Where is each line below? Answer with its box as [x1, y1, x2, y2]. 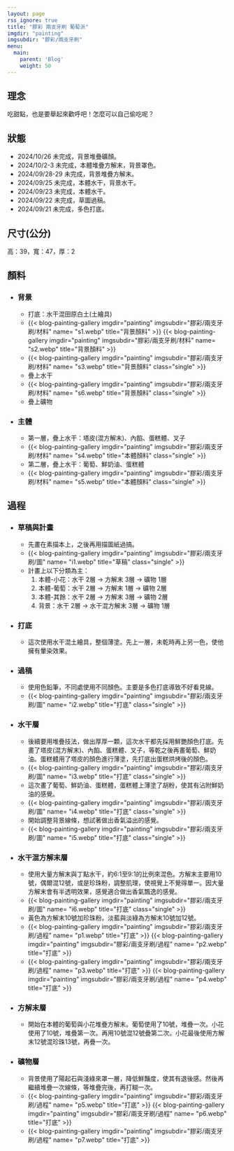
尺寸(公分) [7, 227, 51, 239]
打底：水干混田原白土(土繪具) [27, 310, 112, 318]
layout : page [7, 10, 45, 18]
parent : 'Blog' [20, 56, 64, 63]
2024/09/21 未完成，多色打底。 [17, 205, 108, 214]
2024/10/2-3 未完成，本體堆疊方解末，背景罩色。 [17, 161, 160, 170]
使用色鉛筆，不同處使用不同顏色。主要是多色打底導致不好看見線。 [27, 683, 218, 691]
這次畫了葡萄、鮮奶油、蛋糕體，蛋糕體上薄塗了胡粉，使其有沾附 [27, 780, 212, 789]
